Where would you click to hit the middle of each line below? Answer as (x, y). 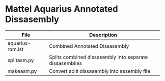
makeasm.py (22, 71)
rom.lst (15, 49)
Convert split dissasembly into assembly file (100, 71)
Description (103, 35)
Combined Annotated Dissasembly (89, 46)
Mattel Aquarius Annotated (62, 9)
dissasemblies (65, 63)
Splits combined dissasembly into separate (98, 57)
